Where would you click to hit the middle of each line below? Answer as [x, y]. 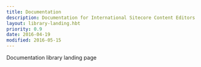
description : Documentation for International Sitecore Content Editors [101, 18]
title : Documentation [34, 12]
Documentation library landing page [51, 58]
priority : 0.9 [24, 29]
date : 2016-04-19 [28, 35]
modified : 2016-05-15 [34, 40]
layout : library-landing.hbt [43, 23]
